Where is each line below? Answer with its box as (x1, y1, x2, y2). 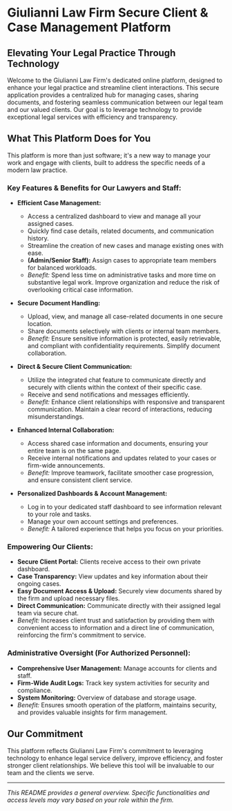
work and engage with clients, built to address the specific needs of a (7, 158, 206, 166)
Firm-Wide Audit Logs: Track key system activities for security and (17, 678, 209, 687)
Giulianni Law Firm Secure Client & (7, 5, 209, 21)
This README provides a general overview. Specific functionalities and (7, 788, 210, 796)
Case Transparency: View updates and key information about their (17, 572, 209, 581)
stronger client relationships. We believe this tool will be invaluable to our (7, 761, 215, 770)
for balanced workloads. (27, 264, 97, 272)
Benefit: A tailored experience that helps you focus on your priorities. (27, 525, 224, 533)
